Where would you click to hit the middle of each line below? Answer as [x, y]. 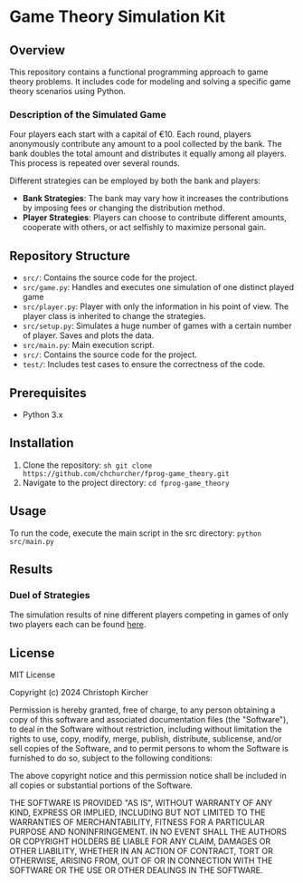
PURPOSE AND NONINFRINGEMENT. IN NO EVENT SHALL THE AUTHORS [148, 832]
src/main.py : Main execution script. [89, 345]
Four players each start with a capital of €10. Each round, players [130, 134]
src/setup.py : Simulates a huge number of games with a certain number [157, 326]
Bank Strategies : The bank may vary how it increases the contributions [156, 199]
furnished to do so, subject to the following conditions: [111, 758]
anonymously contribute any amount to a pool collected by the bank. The [146, 144]
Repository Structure [70, 256]
